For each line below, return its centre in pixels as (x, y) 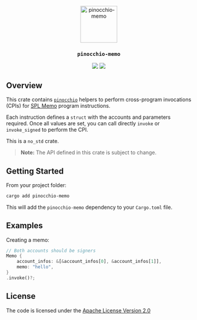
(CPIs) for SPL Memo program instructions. (58, 106)
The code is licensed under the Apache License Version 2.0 (79, 310)
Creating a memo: (28, 240)
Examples (24, 226)
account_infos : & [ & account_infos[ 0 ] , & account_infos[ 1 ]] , (89, 262)
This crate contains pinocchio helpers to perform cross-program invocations (99, 99)
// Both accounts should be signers (51, 251)
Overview (24, 85)
